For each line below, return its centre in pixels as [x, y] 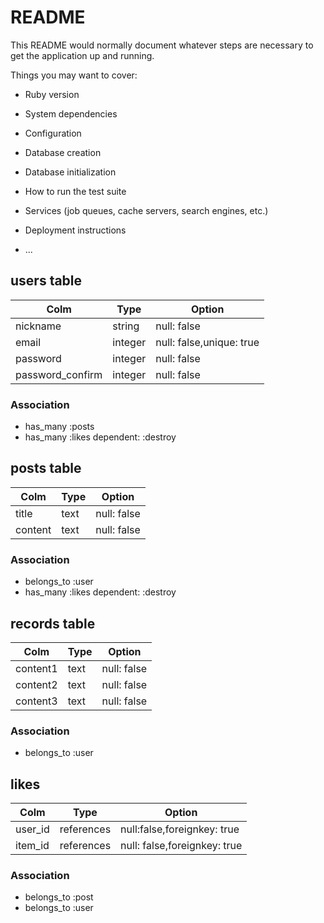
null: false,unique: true [207, 342]
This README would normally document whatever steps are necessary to [162, 45]
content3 [36, 701]
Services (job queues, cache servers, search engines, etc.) [146, 210]
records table [53, 623]
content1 [36, 668]
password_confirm [59, 374]
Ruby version [52, 94]
